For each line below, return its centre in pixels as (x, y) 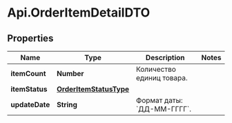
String (67, 105)
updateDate (30, 105)
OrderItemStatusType (93, 89)
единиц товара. (162, 78)
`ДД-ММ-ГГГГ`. (164, 109)
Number (70, 74)
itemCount (28, 74)
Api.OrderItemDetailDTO (79, 13)
